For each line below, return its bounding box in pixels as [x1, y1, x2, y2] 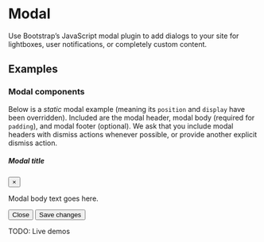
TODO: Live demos [8, 226, 70, 236]
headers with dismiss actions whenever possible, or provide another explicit [8, 129, 258, 139]
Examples [8, 63, 58, 76]
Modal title [8, 156, 45, 166]
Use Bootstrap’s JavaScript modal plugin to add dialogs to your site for [8, 31, 239, 40]
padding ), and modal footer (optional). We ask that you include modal [8, 121, 234, 131]
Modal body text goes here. [8, 194, 99, 203]
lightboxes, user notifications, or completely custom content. [8, 39, 208, 48]
